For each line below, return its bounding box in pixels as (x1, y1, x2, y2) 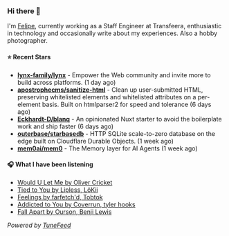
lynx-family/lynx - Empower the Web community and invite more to (17, 70, 211, 79)
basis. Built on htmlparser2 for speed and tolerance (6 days (42, 100, 212, 108)
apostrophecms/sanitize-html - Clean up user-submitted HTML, (17, 86, 203, 94)
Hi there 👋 (7, 6, 42, 16)
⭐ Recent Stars (7, 52, 51, 61)
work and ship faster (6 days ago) (17, 122, 114, 130)
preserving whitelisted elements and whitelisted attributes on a (17, 92, 196, 101)
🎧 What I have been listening (7, 160, 93, 168)
